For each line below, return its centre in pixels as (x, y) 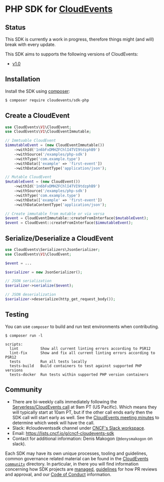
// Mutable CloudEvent (28, 177)
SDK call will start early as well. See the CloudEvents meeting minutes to (86, 417)
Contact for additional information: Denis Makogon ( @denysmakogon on (82, 438)
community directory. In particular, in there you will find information (72, 464)
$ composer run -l (24, 336)
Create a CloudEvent (37, 116)
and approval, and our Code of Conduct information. (58, 474)
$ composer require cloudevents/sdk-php (47, 100)
